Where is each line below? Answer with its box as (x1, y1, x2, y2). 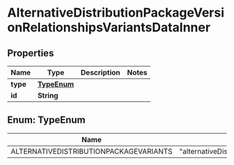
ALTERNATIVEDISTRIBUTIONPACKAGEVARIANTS (10, 146, 173, 156)
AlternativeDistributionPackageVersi (7, 5, 225, 21)
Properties (7, 47, 54, 59)
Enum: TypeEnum (7, 114, 86, 126)
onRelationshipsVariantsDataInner (7, 19, 211, 35)
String (37, 91, 58, 100)
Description (80, 68, 120, 77)
